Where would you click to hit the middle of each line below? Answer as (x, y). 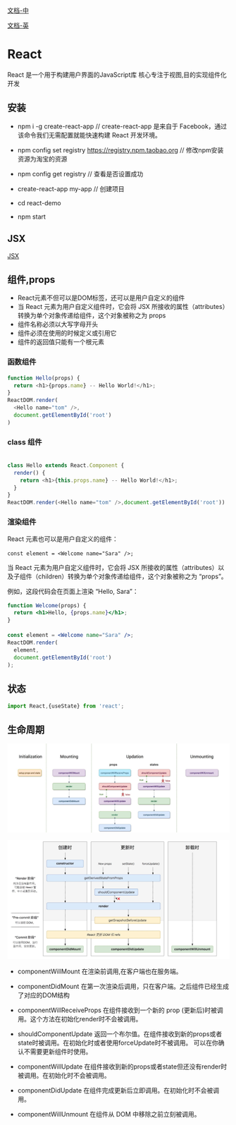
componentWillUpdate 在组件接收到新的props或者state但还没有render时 (122, 1066)
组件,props (31, 280)
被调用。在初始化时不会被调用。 (64, 1076)
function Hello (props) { (44, 378)
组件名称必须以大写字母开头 (58, 324)
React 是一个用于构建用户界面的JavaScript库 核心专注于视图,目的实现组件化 (117, 74)
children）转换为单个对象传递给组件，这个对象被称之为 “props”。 (132, 576)
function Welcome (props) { (47, 605)
